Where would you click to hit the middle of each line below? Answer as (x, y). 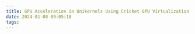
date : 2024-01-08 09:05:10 (39, 17)
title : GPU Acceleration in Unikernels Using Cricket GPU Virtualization (98, 11)
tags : (13, 22)
